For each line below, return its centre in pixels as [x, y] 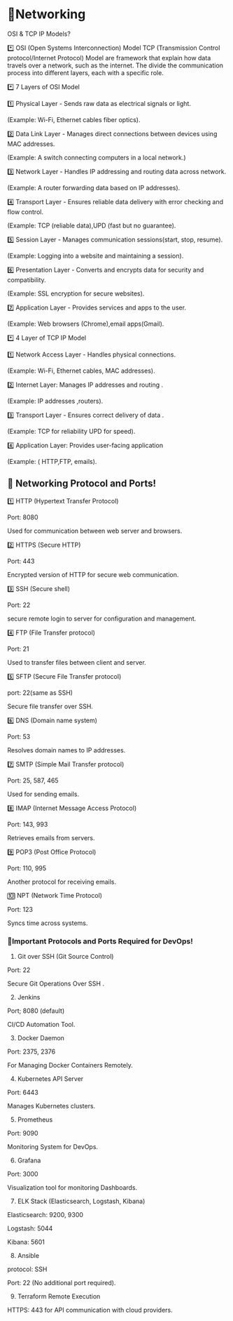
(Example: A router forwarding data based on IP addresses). [94, 187]
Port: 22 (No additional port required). [62, 1283]
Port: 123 [20, 909]
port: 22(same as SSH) [40, 692]
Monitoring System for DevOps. [53, 1147]
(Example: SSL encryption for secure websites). [76, 293]
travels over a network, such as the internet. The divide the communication [115, 65]
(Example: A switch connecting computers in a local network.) [97, 157]
